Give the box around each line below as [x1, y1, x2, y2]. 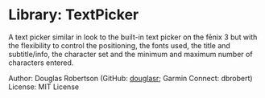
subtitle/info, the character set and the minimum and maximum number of [8, 49, 253, 59]
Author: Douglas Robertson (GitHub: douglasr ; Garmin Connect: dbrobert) [8, 73, 253, 83]
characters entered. [8, 58, 74, 67]
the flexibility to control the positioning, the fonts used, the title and [8, 40, 231, 50]
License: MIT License [8, 82, 79, 92]
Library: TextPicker [8, 6, 139, 24]
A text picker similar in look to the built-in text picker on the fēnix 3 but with [8, 32, 258, 42]
